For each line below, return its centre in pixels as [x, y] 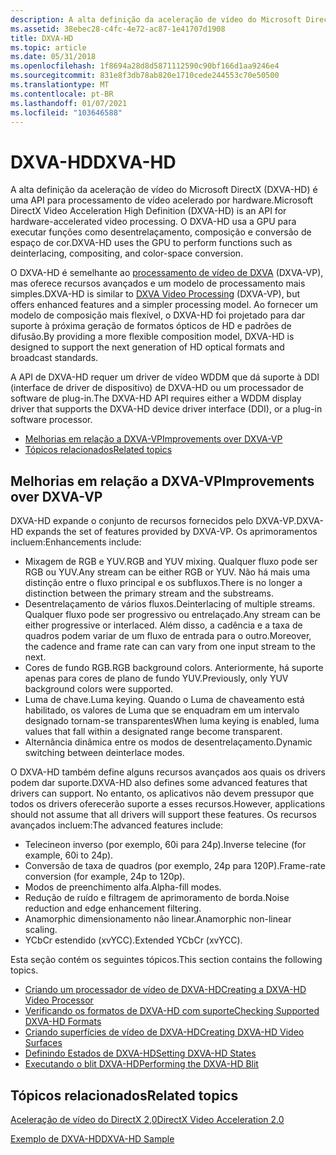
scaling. [41, 930]
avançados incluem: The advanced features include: [117, 825]
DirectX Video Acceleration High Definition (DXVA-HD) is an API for [148, 211]
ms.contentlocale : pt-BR [62, 94]
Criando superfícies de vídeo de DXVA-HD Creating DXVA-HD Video [164, 1032]
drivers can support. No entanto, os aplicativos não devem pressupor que [162, 793]
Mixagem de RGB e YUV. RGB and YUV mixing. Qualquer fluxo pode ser [171, 562]
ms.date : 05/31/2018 [53, 57]
